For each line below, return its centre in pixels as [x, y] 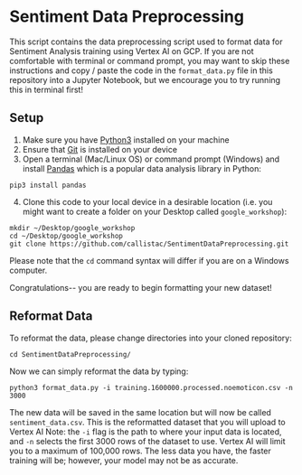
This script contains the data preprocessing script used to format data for [146, 42]
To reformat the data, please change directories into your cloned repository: [151, 338]
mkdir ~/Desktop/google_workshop [72, 228]
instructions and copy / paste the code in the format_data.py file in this [141, 70]
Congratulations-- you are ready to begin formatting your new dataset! [141, 287]
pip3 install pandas [48, 185]
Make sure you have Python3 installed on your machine [126, 140]
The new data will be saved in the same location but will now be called [140, 412]
